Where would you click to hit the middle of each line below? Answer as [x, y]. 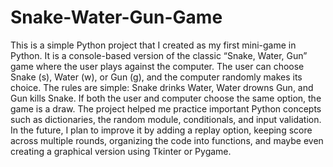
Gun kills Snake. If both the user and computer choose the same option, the [166, 98]
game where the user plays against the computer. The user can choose [157, 66]
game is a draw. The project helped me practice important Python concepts [166, 108]
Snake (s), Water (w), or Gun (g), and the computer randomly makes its [156, 77]
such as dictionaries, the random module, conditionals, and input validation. [166, 119]
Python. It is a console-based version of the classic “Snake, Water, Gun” [159, 55]
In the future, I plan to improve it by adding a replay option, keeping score [161, 130]
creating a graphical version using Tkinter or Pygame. [121, 151]
